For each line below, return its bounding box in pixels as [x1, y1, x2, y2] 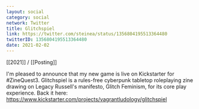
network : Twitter [6, 20, 50, 26]
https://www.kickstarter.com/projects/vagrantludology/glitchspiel [6, 95, 167, 102]
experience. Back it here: [6, 89, 68, 96]
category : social [6, 14, 50, 20]
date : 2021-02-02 [6, 43, 50, 49]
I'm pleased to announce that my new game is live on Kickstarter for [6, 70, 175, 77]
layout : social [6, 8, 44, 15]
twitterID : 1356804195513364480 [6, 37, 87, 43]
